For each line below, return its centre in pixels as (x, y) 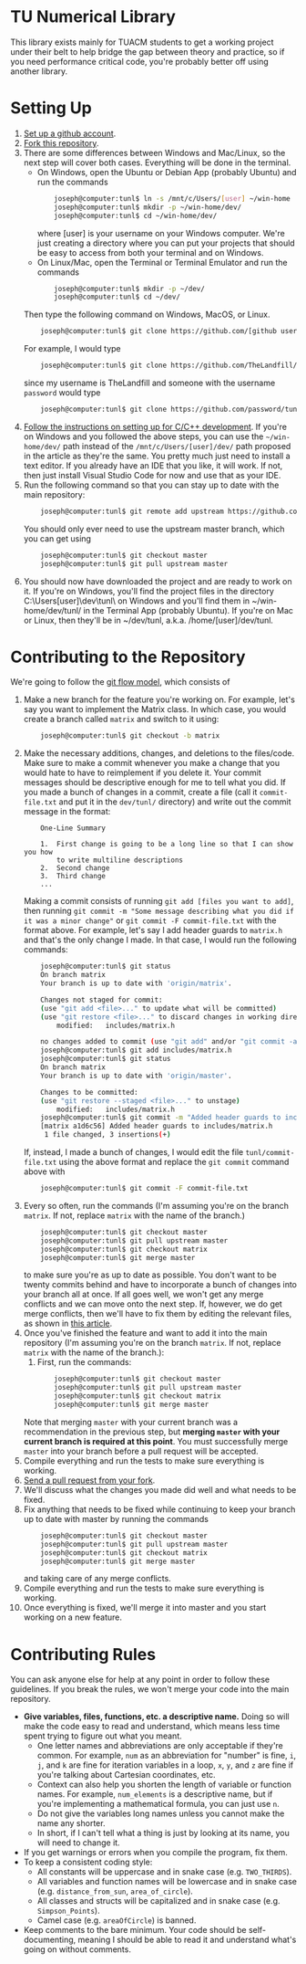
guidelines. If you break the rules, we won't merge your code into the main (150, 1689)
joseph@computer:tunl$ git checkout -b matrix (130, 736)
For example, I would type (72, 349)
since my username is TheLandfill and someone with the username (149, 383)
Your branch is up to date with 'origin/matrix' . (136, 983)
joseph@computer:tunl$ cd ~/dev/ (117, 297)
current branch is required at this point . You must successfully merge (156, 1441)
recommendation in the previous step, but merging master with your (152, 1432)
